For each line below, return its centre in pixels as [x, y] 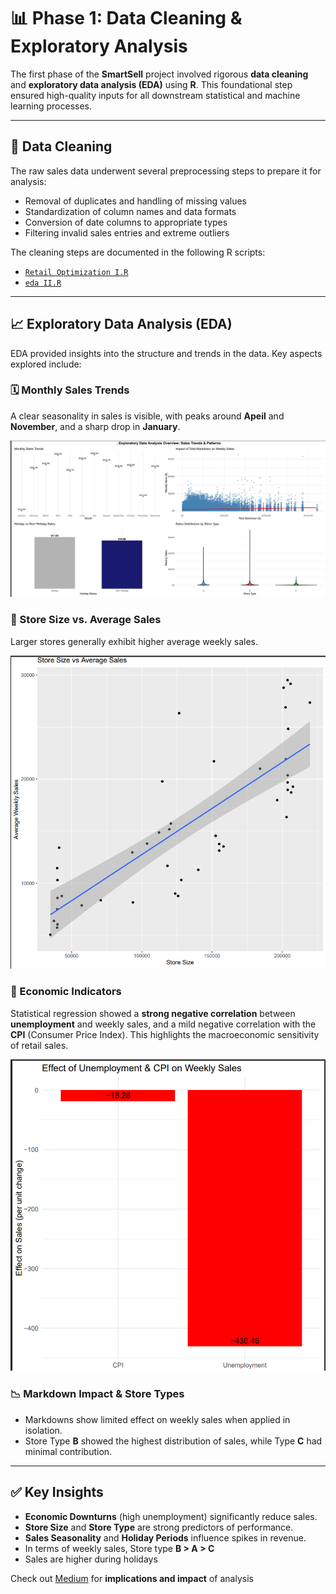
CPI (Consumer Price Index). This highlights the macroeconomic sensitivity [165, 1034]
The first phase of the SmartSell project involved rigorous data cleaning [159, 74]
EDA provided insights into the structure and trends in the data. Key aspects [166, 353]
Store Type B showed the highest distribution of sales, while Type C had [173, 1441]
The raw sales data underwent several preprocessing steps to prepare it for [166, 171]
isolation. [43, 1430]
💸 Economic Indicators [66, 992]
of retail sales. [39, 1045]
